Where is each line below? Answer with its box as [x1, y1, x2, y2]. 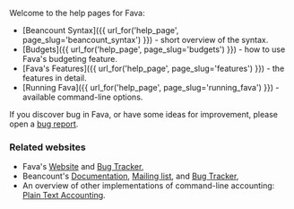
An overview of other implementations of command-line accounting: [22, 180, 275, 191]
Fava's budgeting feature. [22, 54, 118, 64]
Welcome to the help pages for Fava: [9, 8, 145, 18]
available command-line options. [22, 91, 143, 102]
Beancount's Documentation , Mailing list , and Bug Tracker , [22, 170, 239, 182]
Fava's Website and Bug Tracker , [22, 161, 144, 172]
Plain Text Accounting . [22, 190, 106, 201]
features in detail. [22, 73, 87, 83]
